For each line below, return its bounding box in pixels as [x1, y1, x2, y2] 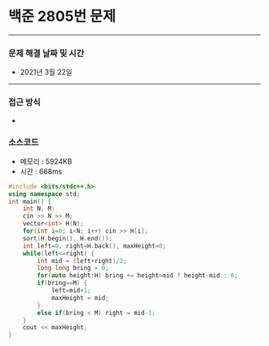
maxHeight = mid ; [50, 293, 110, 302]
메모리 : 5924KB [19, 157, 73, 166]
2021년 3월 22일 [19, 67, 73, 77]
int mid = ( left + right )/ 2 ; [37, 257, 127, 264]
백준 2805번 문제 [8, 7, 116, 26]
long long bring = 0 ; [37, 264, 110, 272]
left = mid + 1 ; [50, 287, 91, 295]
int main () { [8, 197, 52, 205]
